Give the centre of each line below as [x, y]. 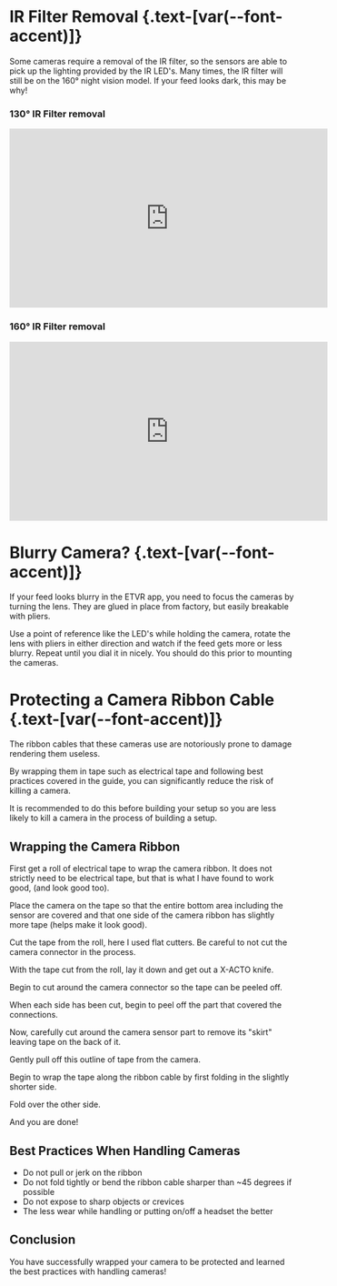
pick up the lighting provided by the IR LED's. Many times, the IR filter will [146, 71]
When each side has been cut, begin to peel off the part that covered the [146, 1005]
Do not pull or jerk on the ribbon [82, 1173]
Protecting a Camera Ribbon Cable [142, 700]
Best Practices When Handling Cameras [125, 1151]
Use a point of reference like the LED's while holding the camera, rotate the [150, 634]
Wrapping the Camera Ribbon [95, 846]
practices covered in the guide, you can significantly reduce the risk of [142, 781]
